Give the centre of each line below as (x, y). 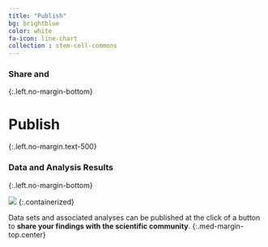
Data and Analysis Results (61, 168)
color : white (30, 31)
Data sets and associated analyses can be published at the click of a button (134, 217)
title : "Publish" (38, 16)
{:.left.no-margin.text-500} (53, 147)
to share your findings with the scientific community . (100, 226)
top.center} (27, 234)
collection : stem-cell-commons (63, 46)
